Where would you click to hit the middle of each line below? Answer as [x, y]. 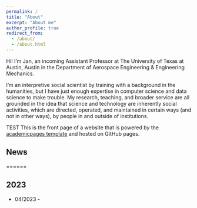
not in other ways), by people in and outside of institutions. [77, 116]
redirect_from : [25, 33]
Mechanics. [20, 73]
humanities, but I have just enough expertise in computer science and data [96, 91]
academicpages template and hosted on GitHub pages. [73, 133]
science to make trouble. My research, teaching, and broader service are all [98, 97]
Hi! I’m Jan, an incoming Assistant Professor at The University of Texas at [95, 61]
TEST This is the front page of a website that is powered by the [83, 128]
